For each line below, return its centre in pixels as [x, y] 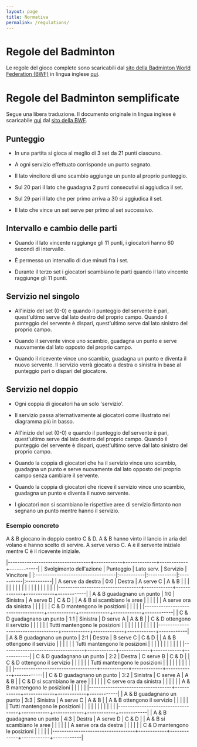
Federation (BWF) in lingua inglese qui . [53, 74]
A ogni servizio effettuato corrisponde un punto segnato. [83, 165]
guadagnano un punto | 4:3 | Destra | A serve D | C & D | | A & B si [86, 719]
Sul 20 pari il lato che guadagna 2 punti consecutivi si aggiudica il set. [99, 187]
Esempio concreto [33, 526]
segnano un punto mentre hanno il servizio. [67, 511]
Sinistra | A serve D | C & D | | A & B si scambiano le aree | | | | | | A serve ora [98, 600]
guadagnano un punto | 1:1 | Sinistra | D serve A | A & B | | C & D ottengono [101, 619]
